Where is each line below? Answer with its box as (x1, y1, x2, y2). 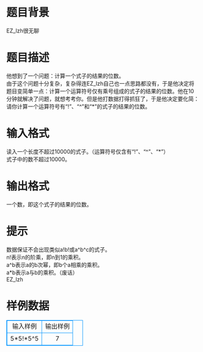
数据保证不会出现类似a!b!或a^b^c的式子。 (6, 245, 111, 253)
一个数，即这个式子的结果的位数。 (6, 200, 92, 208)
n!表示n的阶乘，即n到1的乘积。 (6, 253, 84, 261)
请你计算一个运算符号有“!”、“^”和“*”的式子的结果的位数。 (6, 102, 151, 110)
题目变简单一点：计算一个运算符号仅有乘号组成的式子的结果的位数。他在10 (6, 87, 194, 95)
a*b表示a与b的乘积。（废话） (6, 269, 78, 276)
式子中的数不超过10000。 (6, 155, 71, 163)
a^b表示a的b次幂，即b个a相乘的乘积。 (6, 261, 103, 268)
